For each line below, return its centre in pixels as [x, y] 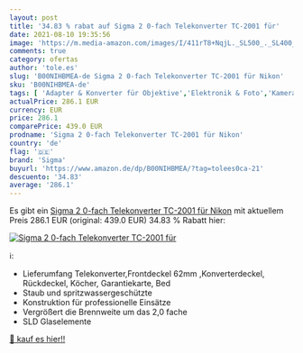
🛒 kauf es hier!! [37, 339]
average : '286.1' [42, 186]
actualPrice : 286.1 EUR [54, 101]
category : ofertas [44, 59]
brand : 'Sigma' [38, 160]
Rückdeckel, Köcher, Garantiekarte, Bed [96, 284]
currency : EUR [36, 110]
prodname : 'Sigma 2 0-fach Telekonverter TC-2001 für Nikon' [127, 135]
